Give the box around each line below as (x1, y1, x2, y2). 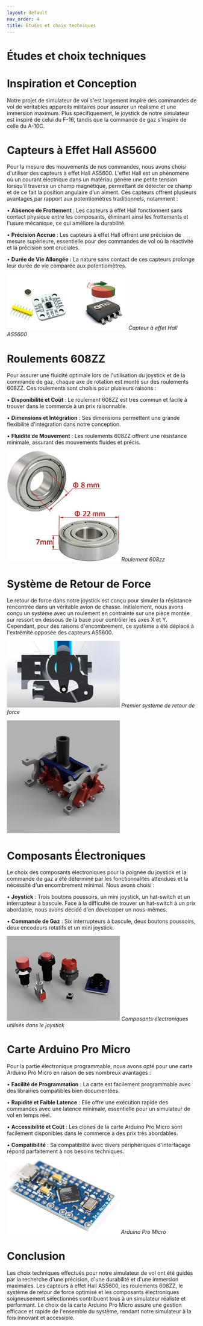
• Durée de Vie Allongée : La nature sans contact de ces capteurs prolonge (7, 256, 195, 263)
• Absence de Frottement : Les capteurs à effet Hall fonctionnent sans (7, 207, 183, 214)
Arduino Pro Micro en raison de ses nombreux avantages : (7, 1069, 151, 1077)
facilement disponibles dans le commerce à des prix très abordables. (7, 1130, 178, 1137)
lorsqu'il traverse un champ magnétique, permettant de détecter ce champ (7, 183, 192, 190)
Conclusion (7, 1249, 66, 1263)
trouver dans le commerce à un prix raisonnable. (7, 402, 128, 410)
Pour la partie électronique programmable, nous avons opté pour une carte (7, 1063, 193, 1070)
